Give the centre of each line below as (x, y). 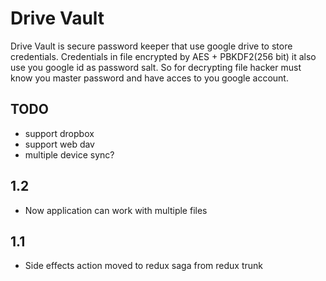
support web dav (59, 144)
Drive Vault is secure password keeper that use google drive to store (151, 46)
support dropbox (59, 133)
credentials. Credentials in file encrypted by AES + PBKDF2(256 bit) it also (163, 56)
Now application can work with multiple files (116, 210)
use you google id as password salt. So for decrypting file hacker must (156, 67)
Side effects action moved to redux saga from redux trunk (143, 266)
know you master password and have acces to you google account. (149, 78)
